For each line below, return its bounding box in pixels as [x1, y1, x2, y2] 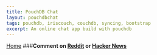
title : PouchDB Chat [6, 8, 59, 15]
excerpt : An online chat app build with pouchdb [6, 25, 132, 32]
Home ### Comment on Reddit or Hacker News [6, 42, 127, 50]
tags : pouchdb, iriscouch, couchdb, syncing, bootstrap [6, 20, 151, 26]
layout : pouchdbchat [6, 15, 59, 21]
